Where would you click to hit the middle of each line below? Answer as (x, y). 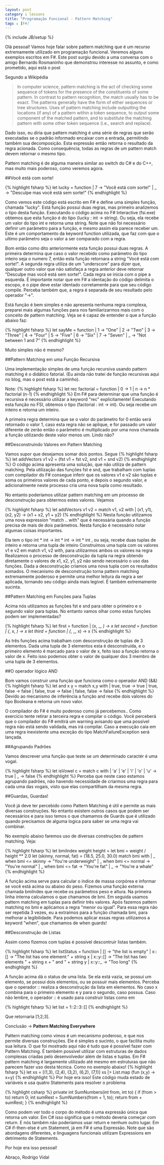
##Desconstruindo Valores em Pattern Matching (54, 445)
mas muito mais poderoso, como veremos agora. (54, 169)
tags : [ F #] (17, 23)
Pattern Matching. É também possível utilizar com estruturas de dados (76, 1051)
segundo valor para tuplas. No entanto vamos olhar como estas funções (78, 611)
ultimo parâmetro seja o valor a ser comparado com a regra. (66, 239)
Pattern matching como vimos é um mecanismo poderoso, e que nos (75, 1036)
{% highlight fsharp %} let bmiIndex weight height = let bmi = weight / (75, 851)
